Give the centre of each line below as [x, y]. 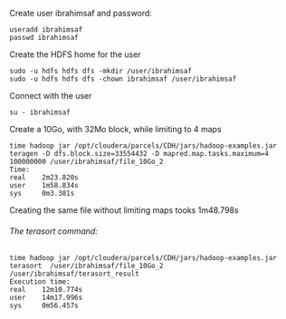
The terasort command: [53, 231]
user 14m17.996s [46, 298]
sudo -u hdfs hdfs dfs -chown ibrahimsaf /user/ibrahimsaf [123, 79]
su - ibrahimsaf [40, 112]
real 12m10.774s [46, 290]
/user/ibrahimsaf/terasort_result [75, 274]
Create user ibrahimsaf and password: [81, 13]
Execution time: [40, 282]
